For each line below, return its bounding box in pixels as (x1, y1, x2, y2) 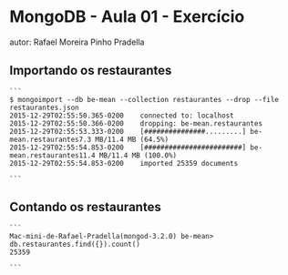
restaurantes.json (9, 103, 79, 112)
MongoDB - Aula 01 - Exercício (9, 6, 245, 27)
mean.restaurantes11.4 (9, 150, 96, 160)
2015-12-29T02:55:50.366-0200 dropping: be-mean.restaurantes (9, 118, 262, 128)
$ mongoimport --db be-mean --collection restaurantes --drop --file (9, 95, 280, 104)
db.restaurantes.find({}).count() (9, 239, 141, 249)
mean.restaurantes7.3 (9, 135, 92, 144)
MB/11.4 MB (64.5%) (95, 135, 170, 144)
